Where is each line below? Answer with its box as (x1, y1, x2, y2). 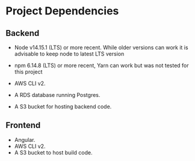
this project (14, 68, 43, 75)
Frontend (5, 120, 41, 130)
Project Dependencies (5, 4, 119, 18)
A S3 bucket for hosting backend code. (14, 103, 112, 110)
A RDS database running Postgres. (14, 92, 101, 98)
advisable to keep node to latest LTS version (14, 50, 125, 57)
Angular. (14, 136, 36, 143)
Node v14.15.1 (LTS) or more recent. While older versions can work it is (14, 44, 188, 51)
